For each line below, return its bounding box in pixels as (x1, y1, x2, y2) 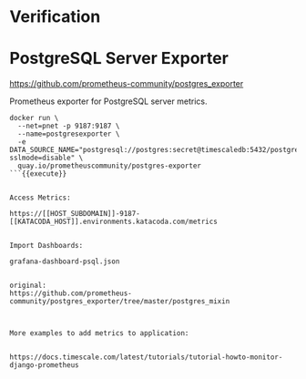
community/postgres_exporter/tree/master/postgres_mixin (9, 297, 230, 306)
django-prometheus (9, 361, 79, 370)
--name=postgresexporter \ (17, 129, 120, 138)
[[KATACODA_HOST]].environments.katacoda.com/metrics (9, 217, 219, 227)
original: (9, 281, 47, 291)
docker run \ (9, 114, 59, 123)
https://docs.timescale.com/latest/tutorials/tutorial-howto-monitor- (9, 353, 283, 362)
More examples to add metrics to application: (9, 329, 189, 338)
